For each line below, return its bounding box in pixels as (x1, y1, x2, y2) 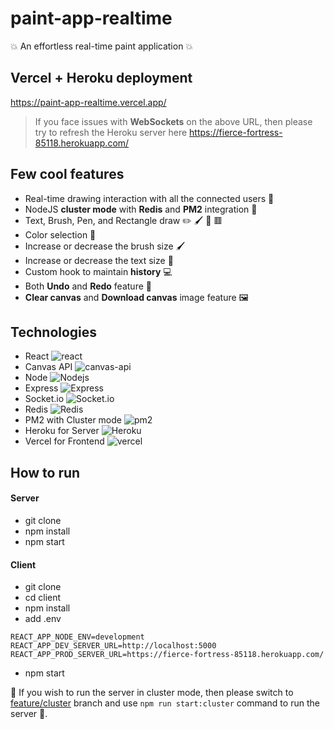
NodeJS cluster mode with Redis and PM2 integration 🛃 (24, 203, 258, 215)
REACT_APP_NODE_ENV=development (10, 632, 145, 642)
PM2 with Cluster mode (24, 414, 122, 426)
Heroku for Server (24, 425, 100, 437)
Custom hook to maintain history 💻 (24, 265, 173, 277)
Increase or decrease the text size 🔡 (24, 254, 174, 266)
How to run (10, 464, 81, 481)
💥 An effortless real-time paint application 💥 (10, 40, 194, 52)
